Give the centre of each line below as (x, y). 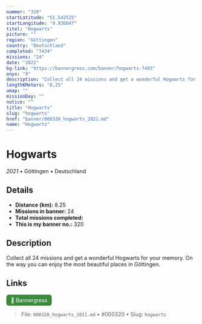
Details (20, 190)
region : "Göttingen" (32, 40)
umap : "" (17, 91)
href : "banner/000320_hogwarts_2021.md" (58, 119)
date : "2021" (23, 62)
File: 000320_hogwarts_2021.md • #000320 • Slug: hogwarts (94, 314)
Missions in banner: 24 (44, 211)
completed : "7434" (29, 51)
